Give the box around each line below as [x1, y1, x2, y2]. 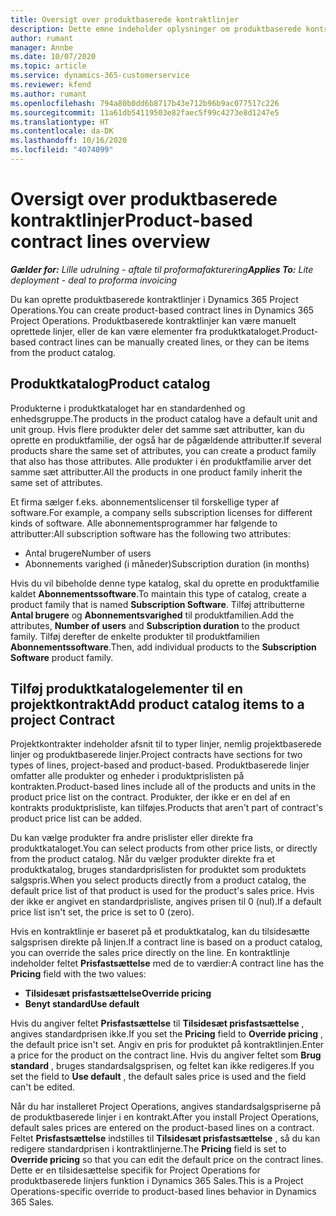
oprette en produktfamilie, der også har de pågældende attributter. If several [10, 434, 322, 446]
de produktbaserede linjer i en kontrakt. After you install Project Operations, [10, 1111, 320, 1123]
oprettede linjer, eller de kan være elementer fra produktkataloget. [10, 325, 283, 337]
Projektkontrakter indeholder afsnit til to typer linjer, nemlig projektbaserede [10, 738, 322, 750]
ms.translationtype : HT [10, 117, 110, 127]
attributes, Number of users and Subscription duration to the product [10, 619, 300, 631]
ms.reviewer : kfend [10, 80, 92, 90]
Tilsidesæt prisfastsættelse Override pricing [24, 987, 212, 1000]
